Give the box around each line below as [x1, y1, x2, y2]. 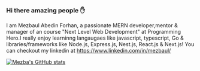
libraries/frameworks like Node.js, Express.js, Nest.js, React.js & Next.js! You [6, 41, 195, 48]
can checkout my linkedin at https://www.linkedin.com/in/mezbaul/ [6, 47, 171, 54]
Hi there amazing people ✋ [6, 6, 86, 14]
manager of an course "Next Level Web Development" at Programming [6, 28, 181, 35]
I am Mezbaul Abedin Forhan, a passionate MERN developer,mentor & [6, 22, 178, 29]
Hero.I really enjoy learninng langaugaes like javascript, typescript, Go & [6, 34, 184, 41]
